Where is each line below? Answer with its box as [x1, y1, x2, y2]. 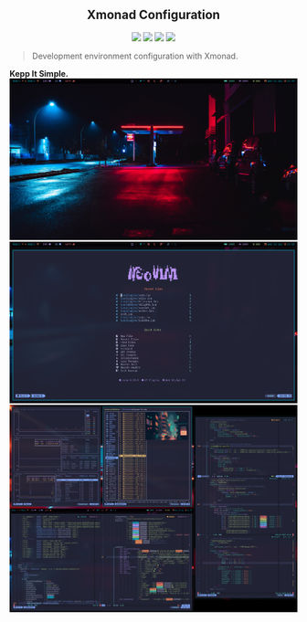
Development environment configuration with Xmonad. [31, 50, 238, 61]
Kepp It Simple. [9, 68, 69, 79]
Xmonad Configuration [86, 7, 221, 23]
